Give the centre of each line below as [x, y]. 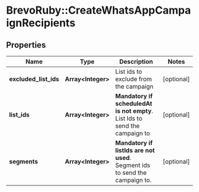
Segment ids [133, 165]
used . [123, 158]
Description [136, 62]
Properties [26, 45]
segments [24, 161]
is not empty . [134, 111]
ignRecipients [41, 23]
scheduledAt [134, 103]
